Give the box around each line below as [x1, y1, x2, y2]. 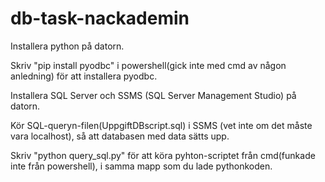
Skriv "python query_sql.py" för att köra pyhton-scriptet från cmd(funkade [10, 149, 316, 161]
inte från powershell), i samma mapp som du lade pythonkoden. [10, 160, 273, 172]
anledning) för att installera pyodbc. [10, 70, 158, 82]
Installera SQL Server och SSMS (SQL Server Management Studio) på [10, 89, 297, 101]
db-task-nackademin [10, 7, 190, 30]
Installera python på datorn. [10, 40, 125, 52]
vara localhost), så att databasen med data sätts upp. [10, 130, 230, 142]
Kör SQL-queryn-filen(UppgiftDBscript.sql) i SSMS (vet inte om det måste [10, 119, 313, 131]
